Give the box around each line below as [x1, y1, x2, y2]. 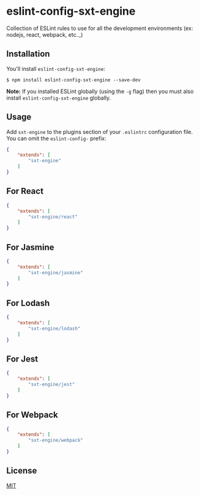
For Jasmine [6, 242, 54, 252]
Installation [6, 49, 50, 59]
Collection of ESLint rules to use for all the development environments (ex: [6, 24, 193, 32]
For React [6, 186, 44, 196]
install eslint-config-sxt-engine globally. [6, 94, 111, 102]
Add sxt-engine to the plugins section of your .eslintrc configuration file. [6, 128, 193, 135]
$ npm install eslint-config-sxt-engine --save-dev [6, 76, 141, 83]
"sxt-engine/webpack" [28, 437, 84, 444]
